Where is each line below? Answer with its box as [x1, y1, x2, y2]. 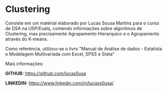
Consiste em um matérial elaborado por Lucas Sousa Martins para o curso [5, 20, 159, 26]
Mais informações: [5, 60, 44, 66]
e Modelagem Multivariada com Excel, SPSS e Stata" [5, 51, 115, 57]
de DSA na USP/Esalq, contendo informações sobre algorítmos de [5, 25, 142, 31]
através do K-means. [5, 36, 48, 42]
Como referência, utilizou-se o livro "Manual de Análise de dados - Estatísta [5, 45, 162, 51]
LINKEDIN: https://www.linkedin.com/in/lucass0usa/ [5, 80, 114, 86]
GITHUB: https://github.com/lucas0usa [5, 70, 87, 76]
